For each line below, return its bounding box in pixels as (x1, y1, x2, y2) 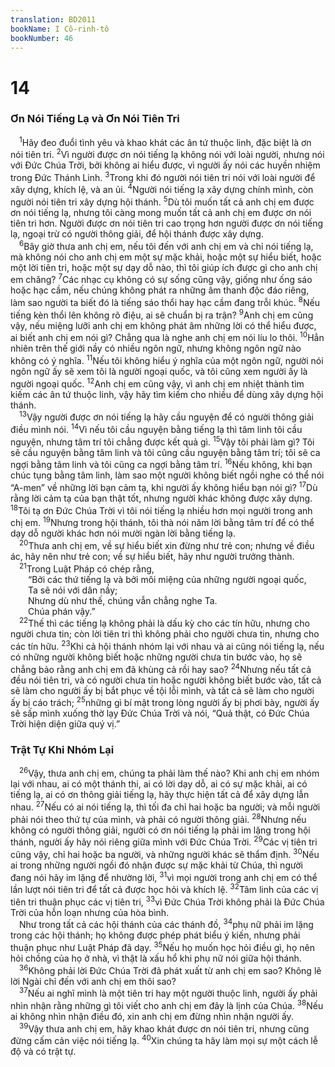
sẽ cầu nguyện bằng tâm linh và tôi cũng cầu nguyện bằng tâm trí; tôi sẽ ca (10, 446, 321, 458)
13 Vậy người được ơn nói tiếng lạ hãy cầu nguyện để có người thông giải (19, 409, 314, 423)
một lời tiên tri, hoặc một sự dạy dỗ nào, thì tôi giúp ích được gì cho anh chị (10, 261, 318, 273)
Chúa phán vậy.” (28, 605, 96, 617)
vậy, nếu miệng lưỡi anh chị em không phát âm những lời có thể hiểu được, (10, 319, 317, 331)
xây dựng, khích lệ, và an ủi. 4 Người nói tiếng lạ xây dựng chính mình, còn (10, 182, 314, 196)
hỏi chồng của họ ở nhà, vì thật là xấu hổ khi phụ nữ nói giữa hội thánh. (10, 952, 302, 965)
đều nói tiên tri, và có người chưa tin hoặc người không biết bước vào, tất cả (10, 674, 322, 686)
